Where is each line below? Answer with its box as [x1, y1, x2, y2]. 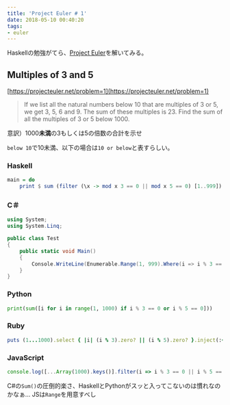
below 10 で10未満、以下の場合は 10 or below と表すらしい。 [7, 144, 174, 152]
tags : [7, 23, 23, 29]
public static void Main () [19, 248, 97, 254]
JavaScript [7, 353, 44, 363]
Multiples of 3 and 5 [7, 69, 94, 81]
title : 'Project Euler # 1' [7, 10, 88, 17]
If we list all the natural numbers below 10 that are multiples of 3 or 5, [23, 101, 219, 109]
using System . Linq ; [7, 223, 63, 230]
